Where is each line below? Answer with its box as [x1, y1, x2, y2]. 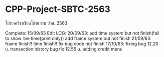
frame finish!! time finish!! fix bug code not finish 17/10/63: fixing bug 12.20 [5, 40, 159, 46]
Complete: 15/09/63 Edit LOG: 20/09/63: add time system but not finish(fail [5, 30, 160, 36]
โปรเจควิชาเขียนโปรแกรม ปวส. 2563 [5, 20, 68, 26]
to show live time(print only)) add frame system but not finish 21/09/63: [5, 35, 152, 41]
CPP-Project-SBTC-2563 [5, 3, 111, 15]
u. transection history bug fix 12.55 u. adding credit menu [5, 46, 123, 52]
